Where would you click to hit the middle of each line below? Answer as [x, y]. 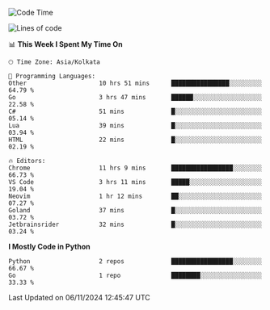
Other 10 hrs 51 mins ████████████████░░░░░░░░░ [135, 83]
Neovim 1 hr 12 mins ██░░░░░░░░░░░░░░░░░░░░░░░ [135, 196]
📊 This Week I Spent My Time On [65, 44]
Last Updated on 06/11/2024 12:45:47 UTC [80, 297]
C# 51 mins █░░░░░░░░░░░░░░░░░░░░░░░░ [135, 111]
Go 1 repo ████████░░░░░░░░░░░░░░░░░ [135, 275]
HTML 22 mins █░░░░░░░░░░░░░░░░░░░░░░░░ [135, 140]
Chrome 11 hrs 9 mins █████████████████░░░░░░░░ [135, 168]
